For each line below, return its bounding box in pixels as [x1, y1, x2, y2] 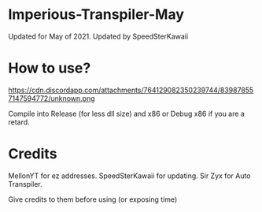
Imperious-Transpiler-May [8, 6, 185, 24]
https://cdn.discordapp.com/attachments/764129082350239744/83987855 [8, 85, 254, 95]
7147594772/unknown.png [8, 93, 96, 103]
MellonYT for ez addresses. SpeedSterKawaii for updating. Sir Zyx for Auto [8, 171, 251, 180]
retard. [8, 117, 30, 127]
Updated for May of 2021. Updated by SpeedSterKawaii [8, 32, 189, 41]
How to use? [8, 59, 91, 77]
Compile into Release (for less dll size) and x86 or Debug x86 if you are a [8, 109, 245, 118]
